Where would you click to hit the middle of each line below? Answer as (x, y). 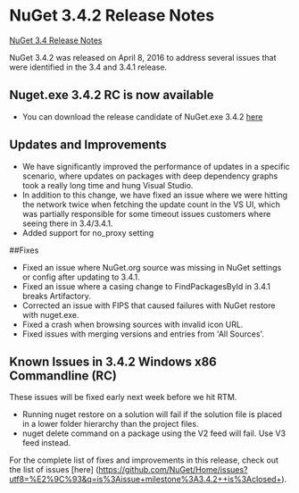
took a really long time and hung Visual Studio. (108, 185)
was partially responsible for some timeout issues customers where (146, 213)
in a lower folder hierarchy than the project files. (110, 424)
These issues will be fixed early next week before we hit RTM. (123, 397)
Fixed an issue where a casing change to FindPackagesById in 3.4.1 (146, 286)
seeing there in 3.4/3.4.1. (67, 223)
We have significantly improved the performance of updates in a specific (156, 166)
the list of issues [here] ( (54, 470)
